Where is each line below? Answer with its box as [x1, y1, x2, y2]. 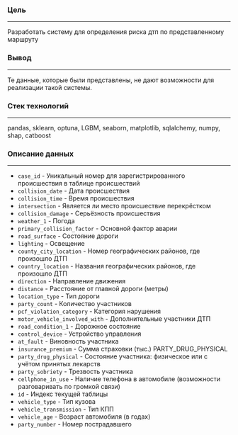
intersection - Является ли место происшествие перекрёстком [17, 202, 211, 210]
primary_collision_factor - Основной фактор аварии [17, 225, 178, 233]
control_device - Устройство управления [17, 329, 142, 338]
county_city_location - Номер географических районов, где [17, 247, 200, 256]
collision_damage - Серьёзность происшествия [17, 209, 161, 217]
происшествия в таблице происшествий [17, 179, 140, 188]
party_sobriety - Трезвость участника [17, 367, 133, 376]
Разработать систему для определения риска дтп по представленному [7, 28, 225, 36]
